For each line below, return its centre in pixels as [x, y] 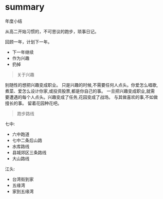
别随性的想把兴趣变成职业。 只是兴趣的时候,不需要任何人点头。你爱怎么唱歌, [81, 85]
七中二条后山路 [27, 140]
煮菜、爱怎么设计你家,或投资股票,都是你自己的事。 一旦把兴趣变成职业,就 [78, 91]
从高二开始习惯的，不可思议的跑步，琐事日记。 [52, 31]
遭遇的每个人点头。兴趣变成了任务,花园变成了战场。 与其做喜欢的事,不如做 [83, 97]
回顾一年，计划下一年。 [28, 42]
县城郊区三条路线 [29, 152]
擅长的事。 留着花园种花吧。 [33, 103]
